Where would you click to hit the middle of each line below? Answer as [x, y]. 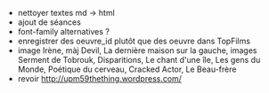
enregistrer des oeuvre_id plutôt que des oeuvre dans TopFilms [134, 41]
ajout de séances [49, 22]
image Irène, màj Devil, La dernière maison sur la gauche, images [137, 50]
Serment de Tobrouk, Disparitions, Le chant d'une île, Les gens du [139, 60]
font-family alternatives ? [63, 31]
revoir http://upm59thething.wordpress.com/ [100, 78]
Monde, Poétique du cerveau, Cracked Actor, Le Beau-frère [127, 69]
